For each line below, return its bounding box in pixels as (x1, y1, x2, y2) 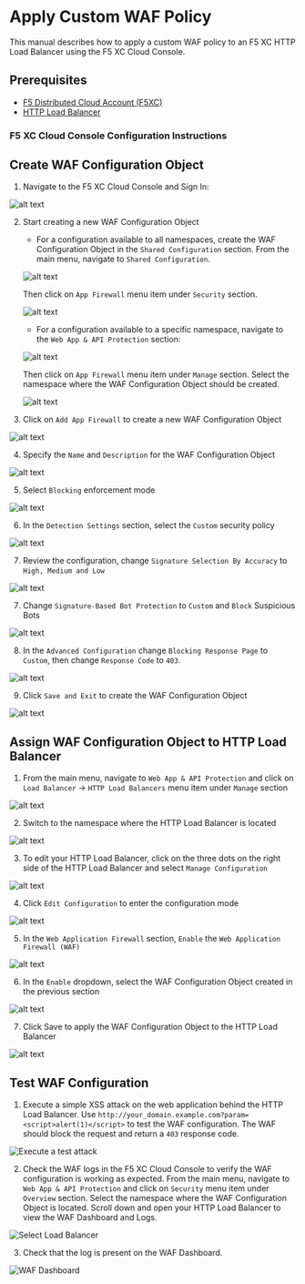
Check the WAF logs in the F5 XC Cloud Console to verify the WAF (22, 1164, 273, 1175)
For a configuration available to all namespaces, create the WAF (36, 234, 276, 245)
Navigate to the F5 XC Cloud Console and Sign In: (22, 181, 209, 192)
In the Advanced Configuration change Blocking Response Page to (22, 645, 269, 657)
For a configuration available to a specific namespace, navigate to (36, 324, 284, 335)
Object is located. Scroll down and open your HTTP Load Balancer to (22, 1202, 281, 1213)
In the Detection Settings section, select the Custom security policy (22, 520, 275, 531)
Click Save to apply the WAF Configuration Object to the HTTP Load (22, 1022, 278, 1033)
